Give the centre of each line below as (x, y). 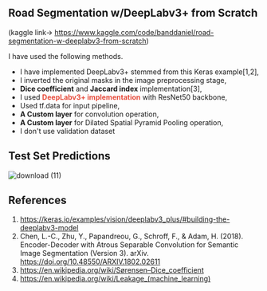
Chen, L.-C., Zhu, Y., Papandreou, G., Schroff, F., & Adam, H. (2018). (132, 236)
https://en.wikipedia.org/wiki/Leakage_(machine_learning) (115, 279)
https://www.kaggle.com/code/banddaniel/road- (134, 32)
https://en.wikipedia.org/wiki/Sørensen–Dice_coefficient (112, 270)
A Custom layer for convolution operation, (89, 114)
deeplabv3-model (49, 228)
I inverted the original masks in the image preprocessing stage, (123, 80)
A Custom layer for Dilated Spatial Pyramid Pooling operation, (122, 122)
